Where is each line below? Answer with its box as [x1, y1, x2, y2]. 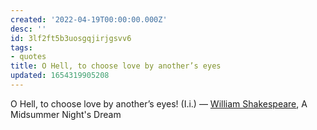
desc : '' [10, 24, 47, 34]
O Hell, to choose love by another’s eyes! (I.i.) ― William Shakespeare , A [10, 97, 308, 110]
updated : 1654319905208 [10, 71, 110, 81]
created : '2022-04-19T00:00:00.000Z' [10, 14, 168, 25]
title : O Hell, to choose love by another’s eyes [10, 61, 222, 71]
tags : [10, 42, 33, 53]
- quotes [10, 52, 47, 62]
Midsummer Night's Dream [10, 108, 122, 120]
